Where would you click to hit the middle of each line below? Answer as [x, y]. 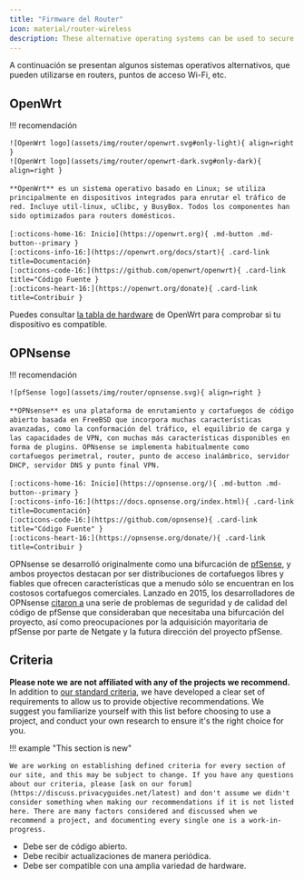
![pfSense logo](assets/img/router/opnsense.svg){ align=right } [135, 393]
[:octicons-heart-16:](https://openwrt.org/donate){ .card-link [133, 289]
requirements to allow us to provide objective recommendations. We [137, 701]
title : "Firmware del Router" [67, 19]
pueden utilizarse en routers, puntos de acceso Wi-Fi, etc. [118, 75]
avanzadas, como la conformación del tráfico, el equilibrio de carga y [150, 429]
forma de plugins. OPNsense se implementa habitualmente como [129, 447]
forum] [180, 784]
